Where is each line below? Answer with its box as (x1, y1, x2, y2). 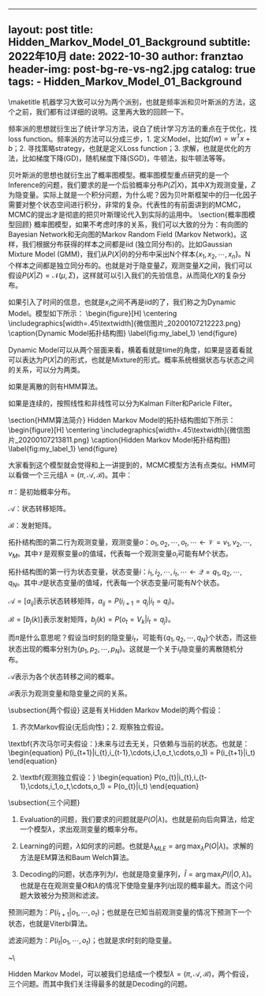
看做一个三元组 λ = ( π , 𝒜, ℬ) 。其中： (14, 470, 133, 480)
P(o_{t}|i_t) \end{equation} (113, 782, 200, 791)
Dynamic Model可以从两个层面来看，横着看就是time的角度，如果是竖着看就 (8, 345, 253, 355)
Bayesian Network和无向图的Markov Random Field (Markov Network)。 (8, 230, 241, 240)
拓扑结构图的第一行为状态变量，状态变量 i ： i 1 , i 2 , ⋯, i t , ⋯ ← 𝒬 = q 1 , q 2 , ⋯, (8, 567, 242, 578)
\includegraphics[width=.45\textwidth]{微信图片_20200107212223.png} (8, 319, 241, 328)
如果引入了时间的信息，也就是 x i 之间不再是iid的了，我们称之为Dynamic (8, 297, 237, 309)
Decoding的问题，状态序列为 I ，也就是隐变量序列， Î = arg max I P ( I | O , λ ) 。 (19, 870, 256, 881)
